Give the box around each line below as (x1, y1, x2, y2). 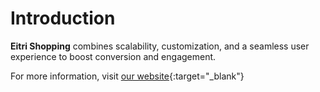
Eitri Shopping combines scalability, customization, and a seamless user (10, 40, 310, 52)
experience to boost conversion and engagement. (10, 50, 217, 62)
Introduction (10, 7, 116, 30)
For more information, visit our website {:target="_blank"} (10, 70, 245, 82)
